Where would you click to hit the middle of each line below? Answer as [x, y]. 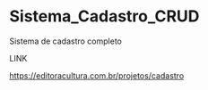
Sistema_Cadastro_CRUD [104, 16]
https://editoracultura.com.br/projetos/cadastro [97, 75]
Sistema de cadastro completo [66, 41]
